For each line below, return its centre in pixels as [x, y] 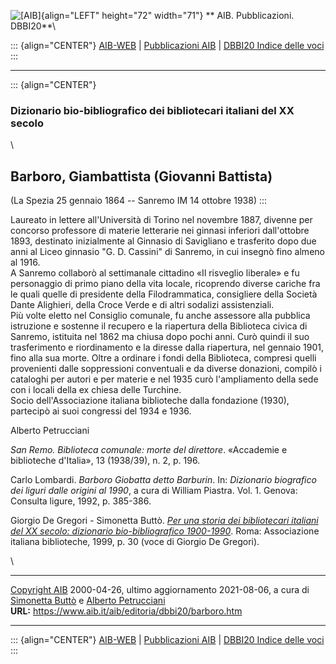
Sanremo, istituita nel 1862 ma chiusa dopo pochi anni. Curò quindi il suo [160, 337]
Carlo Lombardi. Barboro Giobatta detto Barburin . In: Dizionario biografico [163, 480]
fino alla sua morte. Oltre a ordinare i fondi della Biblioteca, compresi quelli [163, 358]
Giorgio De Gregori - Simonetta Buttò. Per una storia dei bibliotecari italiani [164, 521]
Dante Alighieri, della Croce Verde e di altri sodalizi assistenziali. [142, 305]
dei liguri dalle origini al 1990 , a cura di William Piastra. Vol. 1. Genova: [154, 491]
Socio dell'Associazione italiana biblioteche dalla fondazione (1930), [150, 401]
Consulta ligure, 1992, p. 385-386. [81, 501]
